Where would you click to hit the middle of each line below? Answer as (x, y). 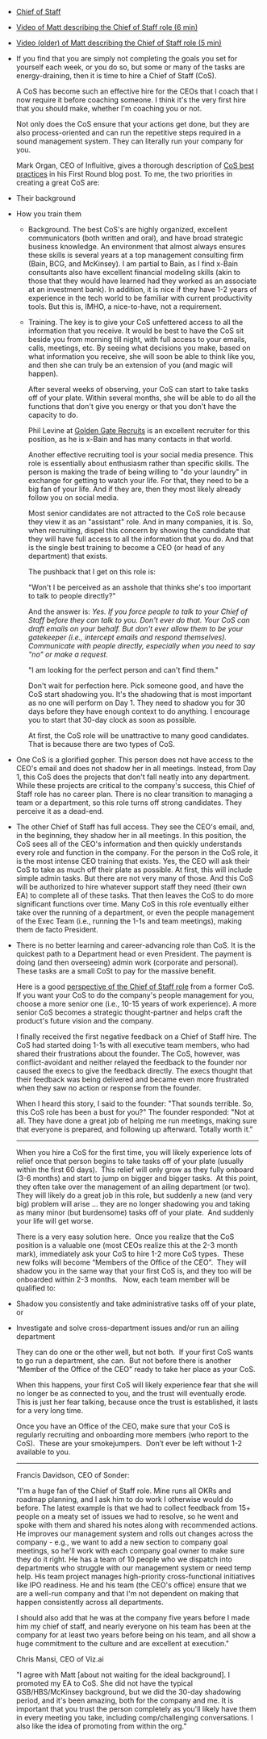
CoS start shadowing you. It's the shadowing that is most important (140, 694)
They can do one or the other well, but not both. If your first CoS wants (135, 1352)
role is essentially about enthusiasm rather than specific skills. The (138, 463)
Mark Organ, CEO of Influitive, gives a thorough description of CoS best (135, 165)
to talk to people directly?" (72, 596)
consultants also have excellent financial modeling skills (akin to (134, 272)
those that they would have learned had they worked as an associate (142, 281)
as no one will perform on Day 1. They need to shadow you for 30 (137, 703)
